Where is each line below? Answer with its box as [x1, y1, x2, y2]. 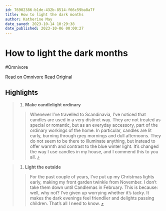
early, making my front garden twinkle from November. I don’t [29, 179, 157, 185]
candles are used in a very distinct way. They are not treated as [29, 116, 161, 123]
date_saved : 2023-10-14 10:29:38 [5, 21, 75, 27]
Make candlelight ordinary [24, 101, 81, 108]
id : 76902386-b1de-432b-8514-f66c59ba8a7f [5, 7, 95, 13]
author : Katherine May [5, 17, 52, 22]
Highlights [5, 88, 38, 97]
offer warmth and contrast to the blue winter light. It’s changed [29, 143, 159, 149]
